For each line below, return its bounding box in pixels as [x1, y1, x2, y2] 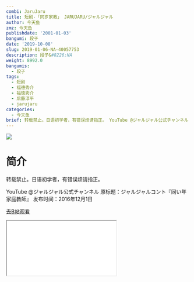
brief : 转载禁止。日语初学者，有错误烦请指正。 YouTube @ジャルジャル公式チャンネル [6, 118, 189, 123]
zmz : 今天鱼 [6, 25, 33, 31]
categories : [6, 106, 35, 112]
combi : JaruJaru [6, 8, 45, 15]
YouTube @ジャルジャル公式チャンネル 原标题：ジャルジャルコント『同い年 [6, 188, 187, 195]
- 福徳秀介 [11, 90, 34, 96]
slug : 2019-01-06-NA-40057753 [6, 47, 80, 53]
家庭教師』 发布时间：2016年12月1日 [6, 195, 93, 202]
